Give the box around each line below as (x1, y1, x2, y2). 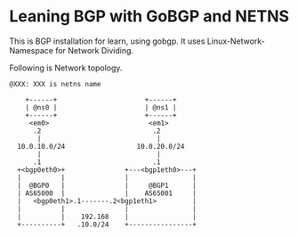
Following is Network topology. (9, 62, 123, 73)
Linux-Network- (206, 36, 265, 46)
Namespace (9, 45, 53, 55)
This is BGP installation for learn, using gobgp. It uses (9, 36, 205, 46)
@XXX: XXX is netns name (9, 79, 101, 88)
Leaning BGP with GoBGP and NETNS (9, 6, 290, 27)
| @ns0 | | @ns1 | (25, 102, 177, 112)
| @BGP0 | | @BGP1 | (17, 181, 197, 190)
